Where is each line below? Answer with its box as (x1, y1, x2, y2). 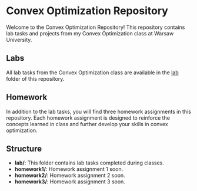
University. (6, 36, 32, 43)
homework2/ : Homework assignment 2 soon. (14, 172, 125, 179)
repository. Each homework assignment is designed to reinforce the (6, 114, 171, 121)
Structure (6, 143, 42, 154)
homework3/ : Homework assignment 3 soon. (14, 178, 125, 185)
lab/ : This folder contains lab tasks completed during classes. (14, 159, 165, 166)
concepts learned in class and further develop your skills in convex (6, 120, 169, 127)
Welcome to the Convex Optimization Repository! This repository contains (6, 24, 185, 31)
